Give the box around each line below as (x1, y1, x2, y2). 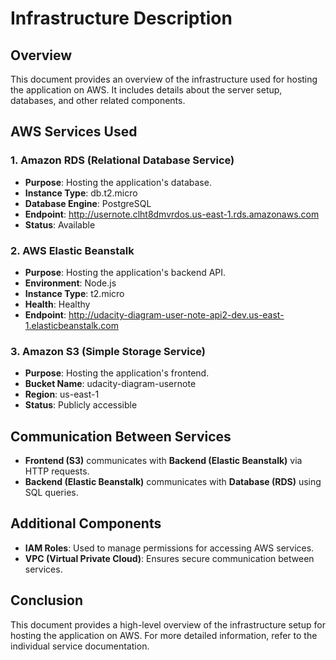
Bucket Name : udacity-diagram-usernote (24, 378, 197, 390)
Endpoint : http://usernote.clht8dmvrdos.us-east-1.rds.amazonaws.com (24, 208, 320, 220)
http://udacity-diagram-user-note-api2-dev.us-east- (68, 308, 285, 321)
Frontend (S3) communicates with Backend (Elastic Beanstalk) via (24, 455, 303, 467)
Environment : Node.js (24, 277, 117, 289)
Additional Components (10, 515, 162, 532)
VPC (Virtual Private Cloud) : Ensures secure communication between (24, 552, 315, 564)
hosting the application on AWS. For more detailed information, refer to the (10, 629, 318, 641)
